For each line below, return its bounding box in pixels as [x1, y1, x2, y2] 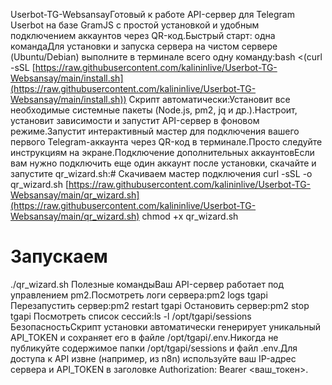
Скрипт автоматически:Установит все [128, 94, 291, 105]
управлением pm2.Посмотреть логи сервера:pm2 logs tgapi [10, 289, 268, 301]
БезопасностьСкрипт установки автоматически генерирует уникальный [10, 320, 321, 333]
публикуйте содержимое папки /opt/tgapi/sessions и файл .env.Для [10, 342, 298, 354]
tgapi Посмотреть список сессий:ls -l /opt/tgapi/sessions [10, 310, 252, 322]
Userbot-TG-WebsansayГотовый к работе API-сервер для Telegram [10, 9, 295, 20]
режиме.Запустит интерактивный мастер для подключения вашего [10, 125, 300, 137]
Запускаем [10, 245, 108, 268]
